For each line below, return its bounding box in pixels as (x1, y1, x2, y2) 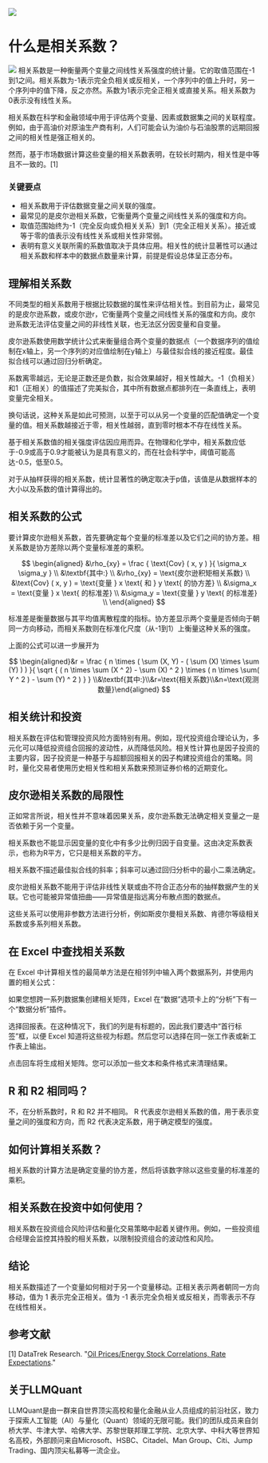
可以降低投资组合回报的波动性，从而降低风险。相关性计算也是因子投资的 (22, 743, 260, 752)
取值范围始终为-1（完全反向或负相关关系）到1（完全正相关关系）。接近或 (19, 221, 257, 231)
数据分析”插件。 (18, 1004, 71, 1015)
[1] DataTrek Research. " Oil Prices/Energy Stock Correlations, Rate (8, 1349, 227, 1359)
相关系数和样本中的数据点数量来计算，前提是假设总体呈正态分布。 (19, 251, 237, 261)
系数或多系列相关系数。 (8, 919, 85, 929)
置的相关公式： (8, 978, 57, 987)
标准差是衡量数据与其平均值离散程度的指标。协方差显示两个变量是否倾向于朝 (8, 613, 260, 623)
